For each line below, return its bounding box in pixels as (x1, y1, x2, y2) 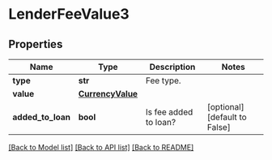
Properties (8, 37, 63, 51)
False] (206, 122, 231, 132)
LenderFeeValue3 (8, 5, 130, 24)
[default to (206, 111, 247, 123)
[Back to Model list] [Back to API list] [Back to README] (8, 143, 194, 152)
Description (149, 62, 196, 72)
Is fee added (145, 106, 193, 118)
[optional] (206, 102, 244, 112)
